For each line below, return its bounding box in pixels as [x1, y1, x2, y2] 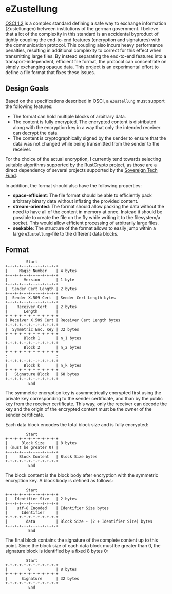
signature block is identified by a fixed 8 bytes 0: [5, 548, 109, 554]
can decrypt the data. [12, 130, 59, 136]
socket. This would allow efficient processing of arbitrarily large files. [12, 220, 159, 226]
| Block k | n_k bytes [5, 363, 82, 368]
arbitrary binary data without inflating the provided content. [12, 197, 139, 204]
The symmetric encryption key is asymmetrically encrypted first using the [5, 389, 162, 396]
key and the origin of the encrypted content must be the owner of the [5, 406, 152, 412]
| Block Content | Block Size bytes [5, 454, 98, 459]
